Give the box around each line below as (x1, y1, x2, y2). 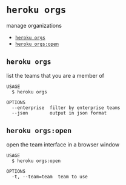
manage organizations (6, 22, 62, 29)
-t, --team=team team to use (12, 174, 88, 180)
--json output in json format (12, 110, 107, 116)
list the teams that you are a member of (6, 72, 105, 79)
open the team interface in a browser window (6, 140, 120, 148)
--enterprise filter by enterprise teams (12, 104, 121, 111)
